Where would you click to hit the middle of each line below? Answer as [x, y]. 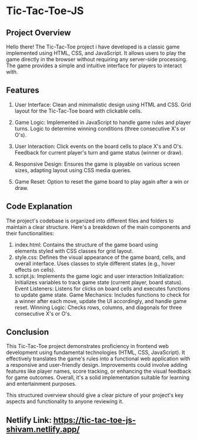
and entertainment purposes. [41, 384]
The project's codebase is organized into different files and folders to [90, 221]
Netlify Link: [29, 420]
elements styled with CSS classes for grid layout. [74, 251]
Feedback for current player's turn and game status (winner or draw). [99, 152]
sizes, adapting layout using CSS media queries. [73, 170]
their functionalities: [30, 233]
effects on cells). [35, 270]
